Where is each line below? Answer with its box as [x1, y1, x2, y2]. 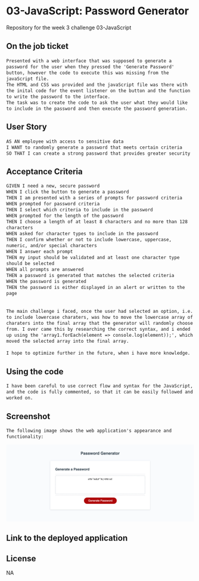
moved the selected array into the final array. [6, 339, 129, 345]
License [6, 554, 36, 564]
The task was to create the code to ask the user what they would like [6, 100, 188, 106]
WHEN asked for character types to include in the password [6, 231, 159, 237]
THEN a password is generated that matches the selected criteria [6, 273, 175, 279]
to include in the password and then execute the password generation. [6, 106, 188, 112]
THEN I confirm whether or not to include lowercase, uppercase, [6, 237, 172, 243]
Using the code [6, 366, 64, 377]
